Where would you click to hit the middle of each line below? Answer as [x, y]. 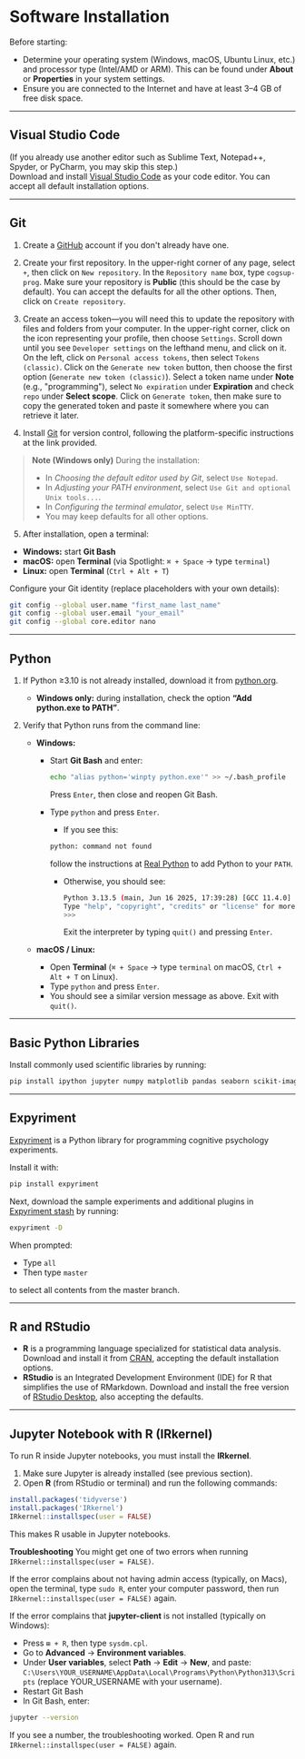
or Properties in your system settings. [93, 78]
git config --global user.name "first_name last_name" [115, 605]
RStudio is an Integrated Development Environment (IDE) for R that [147, 1378]
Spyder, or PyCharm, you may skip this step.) [94, 166]
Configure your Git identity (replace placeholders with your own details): [144, 588]
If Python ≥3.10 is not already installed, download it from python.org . [150, 680]
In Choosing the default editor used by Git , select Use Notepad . [162, 478]
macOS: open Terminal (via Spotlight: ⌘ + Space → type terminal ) [146, 561]
